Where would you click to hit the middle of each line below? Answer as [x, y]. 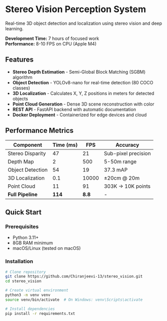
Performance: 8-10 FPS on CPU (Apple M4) [51, 43]
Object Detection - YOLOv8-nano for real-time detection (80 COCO [83, 82]
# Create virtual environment [37, 290]
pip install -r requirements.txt [40, 313]
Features [19, 60]
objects [20, 98]
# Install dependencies [30, 309]
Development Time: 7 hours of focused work [52, 38]
